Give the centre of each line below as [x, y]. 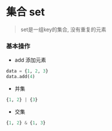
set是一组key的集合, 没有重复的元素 [63, 29]
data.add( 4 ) [21, 77]
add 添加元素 [30, 60]
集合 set [26, 12]
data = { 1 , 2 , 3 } [27, 71]
